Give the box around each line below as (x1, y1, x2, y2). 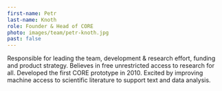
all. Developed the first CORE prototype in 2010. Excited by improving (7, 69, 203, 77)
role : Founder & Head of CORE (7, 23, 94, 29)
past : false (7, 36, 41, 42)
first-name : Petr (7, 10, 57, 17)
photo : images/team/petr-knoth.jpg (7, 29, 109, 36)
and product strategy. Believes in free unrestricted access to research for (7, 62, 215, 70)
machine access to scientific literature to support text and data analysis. (7, 76, 211, 84)
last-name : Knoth (7, 16, 57, 23)
